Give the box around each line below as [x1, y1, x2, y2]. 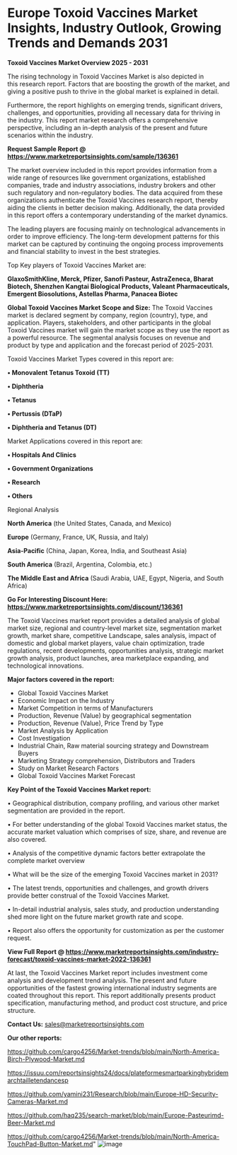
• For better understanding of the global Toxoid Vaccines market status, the [7, 820, 228, 828]
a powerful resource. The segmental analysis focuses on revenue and [7, 333, 211, 342]
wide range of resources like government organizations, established [7, 173, 206, 182]
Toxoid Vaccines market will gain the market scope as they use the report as [7, 325, 230, 334]
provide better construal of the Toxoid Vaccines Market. [7, 891, 170, 900]
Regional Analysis [7, 505, 59, 513]
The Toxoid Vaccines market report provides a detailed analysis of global [7, 616, 220, 625]
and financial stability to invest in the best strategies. [7, 247, 161, 255]
